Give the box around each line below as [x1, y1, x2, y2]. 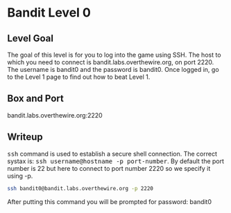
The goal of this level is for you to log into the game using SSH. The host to [7, 50, 221, 59]
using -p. [7, 172, 33, 180]
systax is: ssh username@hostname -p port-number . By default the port [7, 157, 224, 165]
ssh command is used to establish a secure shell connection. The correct [7, 149, 217, 158]
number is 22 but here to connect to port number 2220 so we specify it [7, 164, 211, 172]
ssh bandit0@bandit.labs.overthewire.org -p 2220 [7, 185, 154, 192]
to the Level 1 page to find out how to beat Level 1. [7, 73, 151, 81]
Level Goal [7, 33, 54, 44]
